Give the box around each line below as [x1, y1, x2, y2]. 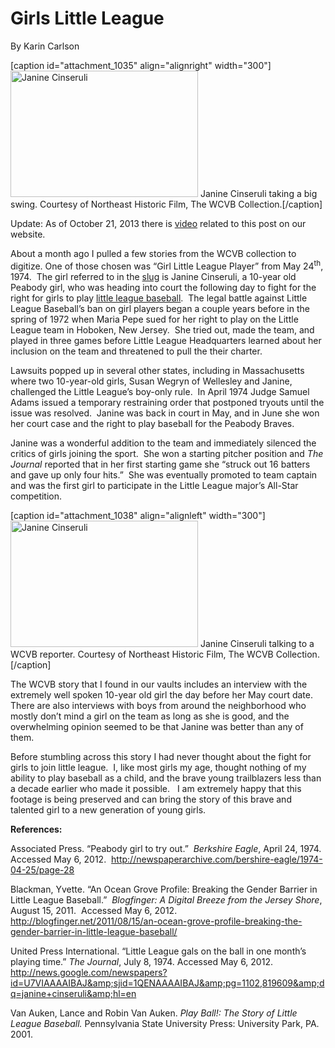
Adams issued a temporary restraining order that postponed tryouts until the [10, 396, 325, 408]
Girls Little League [10, 7, 165, 30]
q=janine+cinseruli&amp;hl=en [10, 987, 137, 999]
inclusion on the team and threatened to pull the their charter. [10, 345, 263, 357]
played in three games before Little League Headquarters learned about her [10, 334, 322, 346]
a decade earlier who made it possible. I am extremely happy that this [10, 782, 302, 794]
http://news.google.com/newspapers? [10, 966, 168, 978]
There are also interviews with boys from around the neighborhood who [10, 699, 307, 711]
